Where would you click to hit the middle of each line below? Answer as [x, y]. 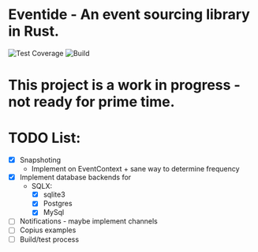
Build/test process [49, 239]
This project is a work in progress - [124, 85]
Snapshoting [40, 160]
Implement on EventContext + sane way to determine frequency [135, 169]
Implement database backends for [75, 177]
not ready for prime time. [92, 102]
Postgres [58, 204]
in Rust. [34, 31]
